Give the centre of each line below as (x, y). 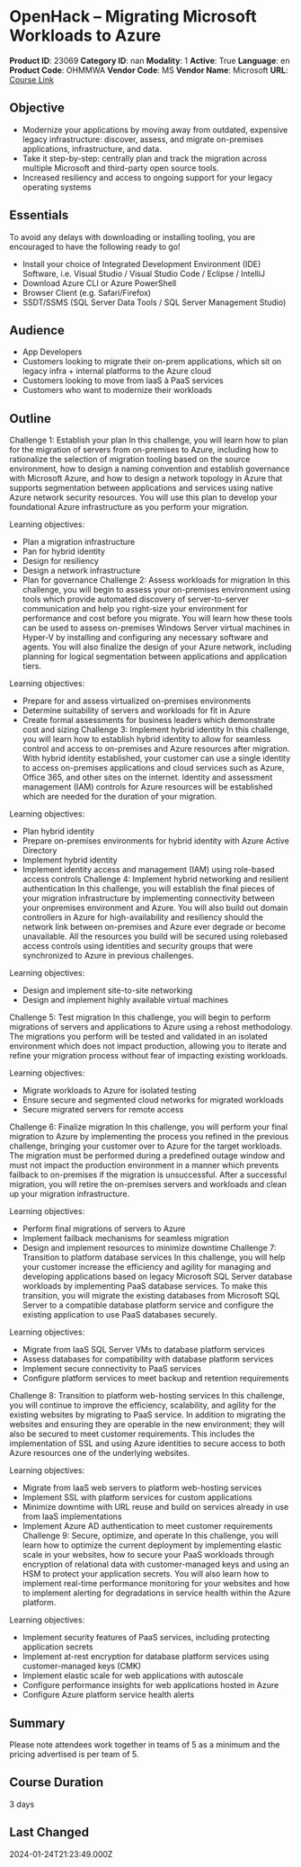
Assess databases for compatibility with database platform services (148, 1359)
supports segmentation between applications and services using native (142, 488)
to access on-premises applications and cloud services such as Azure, (153, 768)
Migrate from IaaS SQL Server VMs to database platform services (143, 1350)
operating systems (57, 187)
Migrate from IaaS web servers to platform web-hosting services (142, 1488)
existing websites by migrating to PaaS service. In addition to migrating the (147, 1415)
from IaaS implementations (72, 1516)
